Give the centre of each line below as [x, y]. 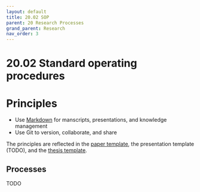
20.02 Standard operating [72, 64]
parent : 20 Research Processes [45, 23]
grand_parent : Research [36, 28]
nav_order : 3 [22, 34]
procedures [36, 76]
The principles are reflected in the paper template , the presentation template [100, 144]
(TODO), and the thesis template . [47, 150]
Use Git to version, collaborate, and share [66, 132]
